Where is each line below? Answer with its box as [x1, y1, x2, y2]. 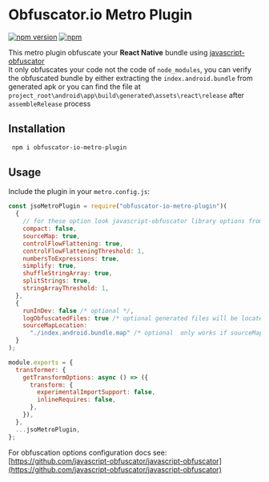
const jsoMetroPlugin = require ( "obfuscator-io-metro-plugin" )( [8, 202, 227, 210]
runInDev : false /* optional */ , [22, 306, 134, 314]
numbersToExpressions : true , [22, 254, 120, 262]
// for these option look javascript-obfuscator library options [22, 217, 246, 225]
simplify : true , [22, 262, 78, 270]
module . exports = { [8, 358, 74, 367]
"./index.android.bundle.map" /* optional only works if [29, 329, 227, 338]
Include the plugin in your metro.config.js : [8, 187, 151, 196]
